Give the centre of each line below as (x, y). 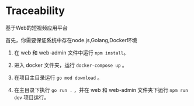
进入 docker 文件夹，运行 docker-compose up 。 (71, 65)
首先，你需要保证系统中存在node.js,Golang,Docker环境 (71, 40)
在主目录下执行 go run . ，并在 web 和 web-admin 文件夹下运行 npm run (101, 90)
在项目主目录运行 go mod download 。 (58, 77)
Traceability (35, 11)
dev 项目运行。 (32, 97)
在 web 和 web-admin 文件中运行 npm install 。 (71, 52)
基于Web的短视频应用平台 (37, 28)
